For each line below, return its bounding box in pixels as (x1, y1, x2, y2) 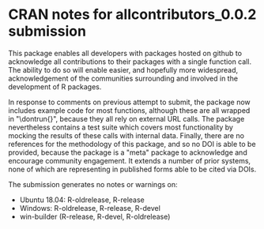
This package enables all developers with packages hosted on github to (8, 48, 243, 58)
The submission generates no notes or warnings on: (8, 179, 178, 189)
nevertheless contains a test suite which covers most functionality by (8, 122, 233, 132)
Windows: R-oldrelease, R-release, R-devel (19, 203, 160, 212)
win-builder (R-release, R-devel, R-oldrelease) (19, 212, 171, 221)
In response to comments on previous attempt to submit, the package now (8, 97, 251, 107)
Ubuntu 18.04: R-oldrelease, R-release (19, 195, 145, 205)
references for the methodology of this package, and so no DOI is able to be (8, 139, 256, 148)
